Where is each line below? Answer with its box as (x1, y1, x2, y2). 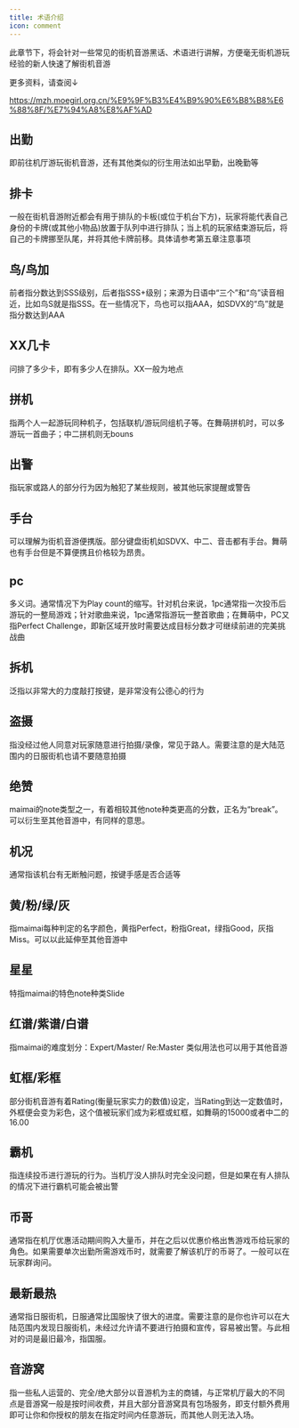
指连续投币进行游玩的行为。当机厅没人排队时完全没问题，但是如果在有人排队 (9, 1170, 290, 1181)
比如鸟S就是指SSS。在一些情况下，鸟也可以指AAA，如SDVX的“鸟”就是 (24, 298, 285, 309)
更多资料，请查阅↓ (9, 77, 78, 87)
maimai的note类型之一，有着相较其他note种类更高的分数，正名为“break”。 (9, 804, 283, 815)
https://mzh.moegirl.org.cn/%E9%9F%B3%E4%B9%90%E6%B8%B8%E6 (9, 94, 284, 105)
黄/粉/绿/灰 (9, 898, 70, 913)
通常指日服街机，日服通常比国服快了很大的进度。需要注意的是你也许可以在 (9, 1311, 282, 1321)
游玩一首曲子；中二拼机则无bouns (9, 428, 133, 439)
